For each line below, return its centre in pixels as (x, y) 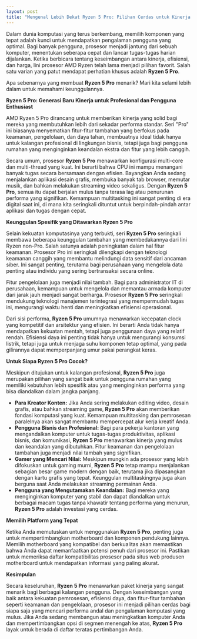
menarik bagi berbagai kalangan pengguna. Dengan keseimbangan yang (94, 592)
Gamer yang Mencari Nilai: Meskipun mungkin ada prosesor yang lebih (102, 459)
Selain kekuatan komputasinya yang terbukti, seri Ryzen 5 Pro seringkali (94, 233)
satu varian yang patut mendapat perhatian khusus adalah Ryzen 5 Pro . (93, 71)
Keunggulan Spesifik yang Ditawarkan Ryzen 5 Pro (70, 222)
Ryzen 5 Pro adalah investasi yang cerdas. (66, 508)
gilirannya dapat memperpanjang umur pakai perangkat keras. (81, 350)
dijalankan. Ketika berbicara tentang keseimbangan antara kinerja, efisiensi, (98, 59)
